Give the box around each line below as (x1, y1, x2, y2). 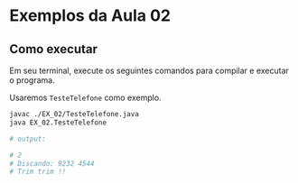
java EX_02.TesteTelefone (9, 118, 107, 127)
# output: (9, 134, 47, 143)
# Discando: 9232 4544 (9, 159, 95, 168)
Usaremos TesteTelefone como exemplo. (9, 92, 162, 103)
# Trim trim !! (9, 168, 67, 177)
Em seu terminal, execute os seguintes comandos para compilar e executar (9, 65, 289, 76)
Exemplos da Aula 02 (9, 5, 172, 26)
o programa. (9, 75, 56, 86)
